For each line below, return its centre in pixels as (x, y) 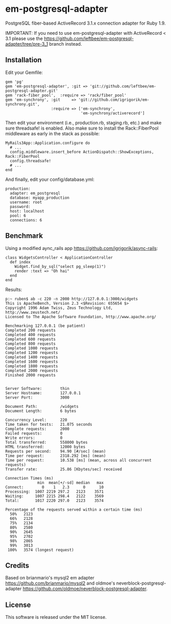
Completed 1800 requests (32, 366)
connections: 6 (26, 220)
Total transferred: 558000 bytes (46, 442)
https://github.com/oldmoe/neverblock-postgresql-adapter (84, 589)
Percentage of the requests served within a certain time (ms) (74, 509)
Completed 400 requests (31, 335)
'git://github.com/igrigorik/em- (114, 100)
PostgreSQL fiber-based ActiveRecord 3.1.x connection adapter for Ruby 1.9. (86, 23)
